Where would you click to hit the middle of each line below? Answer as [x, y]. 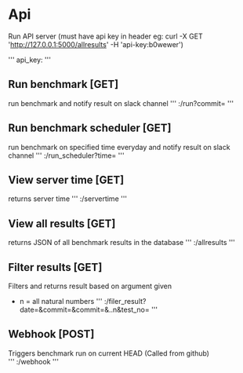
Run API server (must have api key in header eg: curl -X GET [105, 36]
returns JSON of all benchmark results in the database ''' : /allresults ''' [121, 243]
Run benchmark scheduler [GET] [90, 128]
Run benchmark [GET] [63, 84]
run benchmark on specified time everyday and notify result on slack [119, 147]
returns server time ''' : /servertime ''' [68, 199]
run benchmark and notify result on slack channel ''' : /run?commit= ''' [121, 103]
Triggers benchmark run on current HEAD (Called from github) [109, 353]
